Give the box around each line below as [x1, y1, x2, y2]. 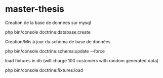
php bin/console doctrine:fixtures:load [5, 67, 83, 73]
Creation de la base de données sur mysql [5, 20, 91, 26]
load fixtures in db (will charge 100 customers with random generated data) [5, 57, 159, 63]
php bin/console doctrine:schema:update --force [5, 48, 105, 54]
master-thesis [5, 3, 65, 15]
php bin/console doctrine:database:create [5, 29, 91, 35]
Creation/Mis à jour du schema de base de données [5, 38, 111, 45]
